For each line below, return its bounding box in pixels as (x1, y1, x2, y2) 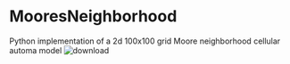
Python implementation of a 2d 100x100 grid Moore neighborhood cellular (9, 36, 281, 46)
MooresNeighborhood (9, 6, 178, 27)
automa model (9, 44, 62, 55)
